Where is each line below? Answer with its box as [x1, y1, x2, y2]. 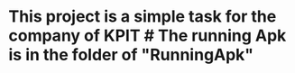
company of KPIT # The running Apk [8, 25, 287, 46]
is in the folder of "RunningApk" [8, 45, 254, 65]
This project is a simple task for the [8, 6, 277, 27]
